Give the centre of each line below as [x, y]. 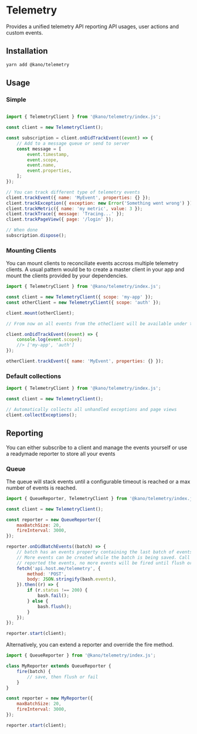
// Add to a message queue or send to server [73, 143]
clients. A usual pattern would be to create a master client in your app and [95, 270]
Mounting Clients [31, 250]
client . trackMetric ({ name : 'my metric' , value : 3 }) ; [74, 209]
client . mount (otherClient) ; [40, 313]
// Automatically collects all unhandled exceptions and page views [91, 410]
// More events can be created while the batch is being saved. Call [103, 558]
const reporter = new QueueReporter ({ [53, 519]
